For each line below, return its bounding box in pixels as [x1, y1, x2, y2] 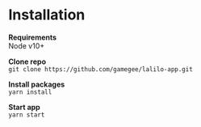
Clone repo [8, 57, 47, 66]
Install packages [8, 79, 65, 89]
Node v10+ [8, 40, 45, 50]
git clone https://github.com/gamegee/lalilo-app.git [8, 65, 194, 74]
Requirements [8, 32, 57, 42]
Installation [8, 6, 86, 24]
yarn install [8, 87, 52, 96]
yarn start [8, 111, 45, 119]
